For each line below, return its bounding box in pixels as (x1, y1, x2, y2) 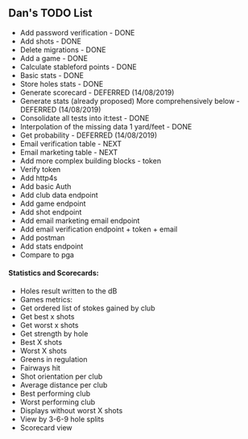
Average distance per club (19, 380, 108, 390)
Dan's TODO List (8, 6, 93, 20)
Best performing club (19, 389, 91, 399)
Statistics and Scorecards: (8, 269, 99, 278)
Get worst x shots (19, 321, 79, 330)
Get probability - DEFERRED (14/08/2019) (19, 130, 158, 140)
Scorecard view (19, 423, 72, 433)
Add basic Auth (19, 181, 72, 191)
